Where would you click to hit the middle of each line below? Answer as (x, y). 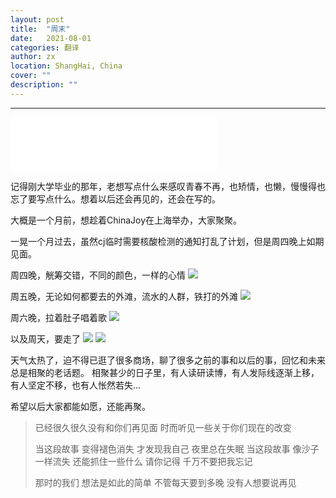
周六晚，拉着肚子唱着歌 (58, 317)
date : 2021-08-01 (51, 38)
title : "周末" (40, 29)
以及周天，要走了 (45, 338)
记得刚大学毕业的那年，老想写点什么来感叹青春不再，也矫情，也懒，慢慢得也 (168, 186)
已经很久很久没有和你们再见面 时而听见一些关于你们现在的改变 (163, 427)
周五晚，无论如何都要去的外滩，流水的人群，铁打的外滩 (124, 296)
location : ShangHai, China (66, 66)
